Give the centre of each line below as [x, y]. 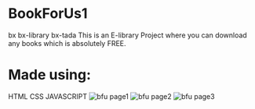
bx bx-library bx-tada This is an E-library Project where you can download [127, 35]
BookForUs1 [48, 14]
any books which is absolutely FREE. [67, 43]
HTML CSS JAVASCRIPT [48, 96]
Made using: [50, 75]
